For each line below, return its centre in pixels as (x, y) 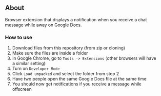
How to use (19, 37)
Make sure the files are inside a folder (50, 53)
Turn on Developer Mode (36, 69)
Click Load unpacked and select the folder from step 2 (66, 74)
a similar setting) (29, 64)
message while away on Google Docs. (43, 25)
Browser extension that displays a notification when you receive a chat (76, 19)
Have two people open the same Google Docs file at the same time (79, 79)
